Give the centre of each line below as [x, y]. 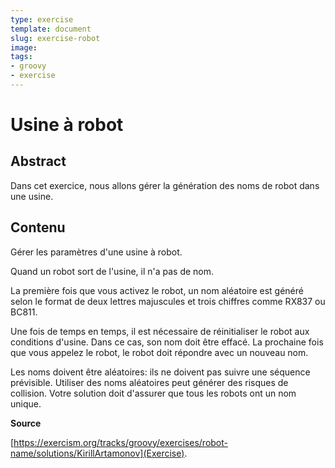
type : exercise [42, 19]
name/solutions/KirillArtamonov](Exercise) [97, 453]
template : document [51, 29]
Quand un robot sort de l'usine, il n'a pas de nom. [112, 271]
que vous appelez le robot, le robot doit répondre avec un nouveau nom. [159, 352]
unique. [26, 403]
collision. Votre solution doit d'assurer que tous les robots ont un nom [153, 393]
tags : [21, 57]
